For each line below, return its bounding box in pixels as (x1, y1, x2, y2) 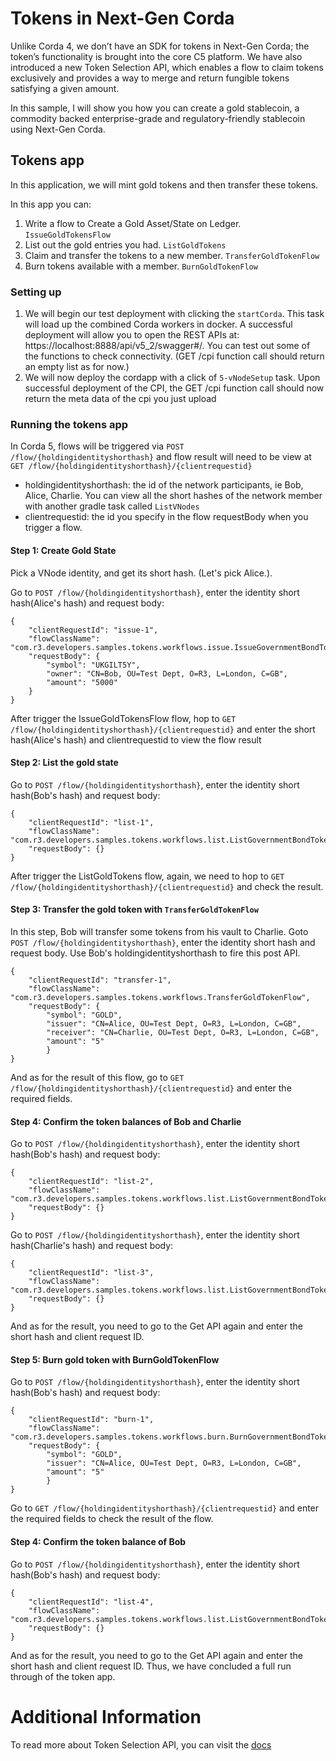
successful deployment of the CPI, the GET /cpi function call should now (24, 382, 325, 394)
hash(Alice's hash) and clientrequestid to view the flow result (10, 733, 262, 746)
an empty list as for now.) (24, 361, 130, 373)
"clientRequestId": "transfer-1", (28, 975, 172, 985)
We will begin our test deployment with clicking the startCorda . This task (24, 308, 325, 320)
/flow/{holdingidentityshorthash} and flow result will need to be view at (10, 451, 312, 463)
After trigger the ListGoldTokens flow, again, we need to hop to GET (10, 870, 285, 882)
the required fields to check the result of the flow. (10, 1513, 214, 1525)
